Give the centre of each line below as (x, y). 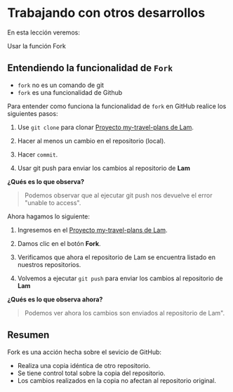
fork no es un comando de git (60, 85)
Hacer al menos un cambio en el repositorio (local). (92, 141)
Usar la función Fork (37, 46)
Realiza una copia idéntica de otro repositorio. (84, 365)
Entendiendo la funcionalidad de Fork (90, 68)
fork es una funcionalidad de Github (70, 92)
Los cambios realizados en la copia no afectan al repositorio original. (116, 380)
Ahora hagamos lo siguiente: (48, 216)
